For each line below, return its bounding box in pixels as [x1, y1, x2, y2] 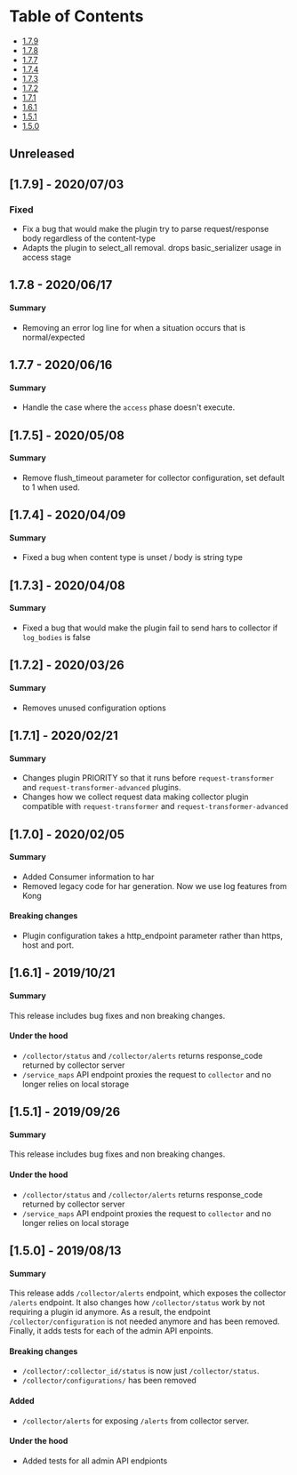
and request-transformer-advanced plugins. [21, 782, 181, 793]
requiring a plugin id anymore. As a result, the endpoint [9, 1307, 211, 1318]
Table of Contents [9, 6, 144, 27]
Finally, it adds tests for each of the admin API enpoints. [9, 1326, 213, 1336]
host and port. [21, 940, 75, 950]
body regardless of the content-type [21, 233, 156, 244]
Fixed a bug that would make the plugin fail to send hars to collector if [21, 622, 278, 633]
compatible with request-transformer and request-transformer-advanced [21, 801, 289, 812]
